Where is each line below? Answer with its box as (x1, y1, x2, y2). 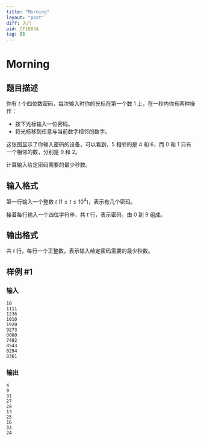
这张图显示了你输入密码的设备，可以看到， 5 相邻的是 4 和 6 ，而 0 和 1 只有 (6, 141, 192, 148)
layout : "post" (6, 14, 45, 21)
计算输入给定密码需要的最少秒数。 (6, 161, 91, 169)
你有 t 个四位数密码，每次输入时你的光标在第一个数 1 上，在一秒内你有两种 (6, 100, 191, 108)
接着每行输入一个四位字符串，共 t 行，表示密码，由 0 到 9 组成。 (6, 211, 166, 218)
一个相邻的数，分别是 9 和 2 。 (6, 149, 81, 156)
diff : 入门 (6, 20, 32, 26)
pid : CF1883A (6, 25, 39, 32)
